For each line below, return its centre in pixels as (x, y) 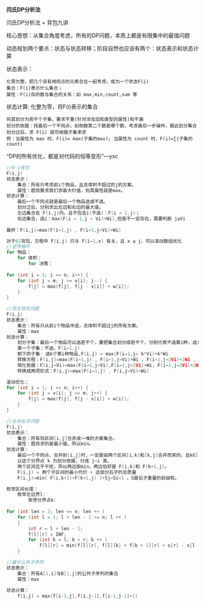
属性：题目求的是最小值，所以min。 (56, 444)
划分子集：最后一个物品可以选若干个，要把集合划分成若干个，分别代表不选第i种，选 (107, 343)
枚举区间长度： (22, 489)
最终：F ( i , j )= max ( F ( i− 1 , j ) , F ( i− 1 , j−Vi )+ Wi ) (64, 230)
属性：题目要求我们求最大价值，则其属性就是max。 (71, 190)
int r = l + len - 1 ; (56, 529)
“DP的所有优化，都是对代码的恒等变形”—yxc (62, 156)
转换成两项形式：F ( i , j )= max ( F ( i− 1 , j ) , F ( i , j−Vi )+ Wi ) (83, 371)
